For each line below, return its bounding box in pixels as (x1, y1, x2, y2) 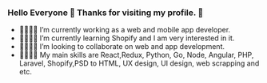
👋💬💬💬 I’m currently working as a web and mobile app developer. (18, 25, 231, 35)
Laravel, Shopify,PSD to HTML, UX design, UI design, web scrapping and (18, 58, 260, 68)
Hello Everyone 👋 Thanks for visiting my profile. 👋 (7, 7, 204, 18)
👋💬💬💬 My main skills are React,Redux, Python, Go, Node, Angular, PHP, (18, 51, 254, 60)
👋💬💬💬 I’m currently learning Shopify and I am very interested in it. (18, 33, 235, 43)
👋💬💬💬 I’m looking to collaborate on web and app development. (18, 42, 225, 51)
